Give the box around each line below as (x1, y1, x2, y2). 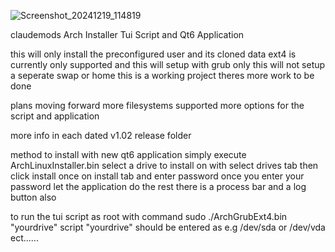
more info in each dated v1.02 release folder (10, 130, 192, 141)
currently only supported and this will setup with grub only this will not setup (10, 59, 326, 70)
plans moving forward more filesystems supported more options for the (10, 100, 305, 111)
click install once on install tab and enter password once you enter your (10, 170, 305, 182)
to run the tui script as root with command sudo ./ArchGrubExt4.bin (10, 211, 288, 222)
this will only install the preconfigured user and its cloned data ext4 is (10, 48, 297, 60)
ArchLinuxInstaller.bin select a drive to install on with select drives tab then (10, 160, 319, 171)
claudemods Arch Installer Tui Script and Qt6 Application (10, 29, 245, 40)
